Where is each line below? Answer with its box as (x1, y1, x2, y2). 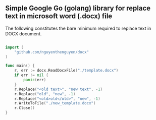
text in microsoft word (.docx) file (5, 12, 113, 21)
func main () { (5, 63, 35, 69)
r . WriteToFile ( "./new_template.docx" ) (14, 101, 96, 106)
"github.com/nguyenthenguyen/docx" (14, 49, 89, 54)
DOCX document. (5, 30, 42, 37)
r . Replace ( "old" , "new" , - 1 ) (14, 91, 76, 96)
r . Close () (14, 105, 35, 110)
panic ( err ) (23, 78, 46, 83)
